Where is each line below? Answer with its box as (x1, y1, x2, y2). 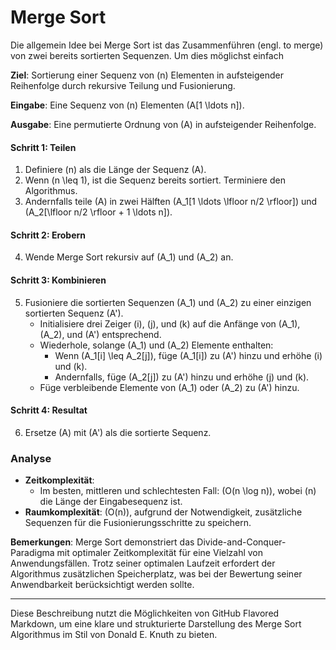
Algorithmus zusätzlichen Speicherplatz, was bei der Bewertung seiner (10, 568, 303, 580)
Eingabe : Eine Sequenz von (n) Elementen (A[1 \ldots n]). (10, 99, 245, 111)
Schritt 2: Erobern (10, 229, 87, 241)
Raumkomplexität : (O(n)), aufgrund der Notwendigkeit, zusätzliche (24, 506, 303, 518)
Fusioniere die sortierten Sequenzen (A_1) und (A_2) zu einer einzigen (24, 296, 312, 308)
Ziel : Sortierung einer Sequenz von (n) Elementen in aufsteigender (10, 69, 284, 81)
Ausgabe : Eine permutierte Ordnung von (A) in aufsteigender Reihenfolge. (10, 118, 317, 130)
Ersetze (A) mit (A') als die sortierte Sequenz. (24, 426, 212, 438)
